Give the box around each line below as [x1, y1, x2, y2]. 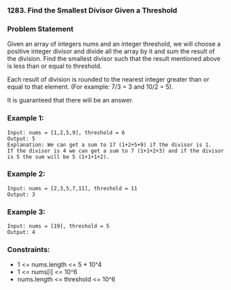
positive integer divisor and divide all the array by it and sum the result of [7, 47, 216, 55]
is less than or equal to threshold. [7, 62, 102, 71]
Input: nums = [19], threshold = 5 [7, 223, 110, 230]
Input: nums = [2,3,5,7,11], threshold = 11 [7, 185, 138, 192]
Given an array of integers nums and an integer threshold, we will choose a [7, 40, 221, 48]
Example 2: [7, 169, 46, 179]
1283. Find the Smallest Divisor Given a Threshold [7, 6, 178, 15]
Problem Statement [7, 24, 74, 33]
